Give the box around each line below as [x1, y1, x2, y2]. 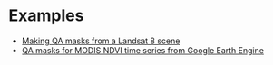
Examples [8, 5, 84, 26]
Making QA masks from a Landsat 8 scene [21, 35, 180, 46]
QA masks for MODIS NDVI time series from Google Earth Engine [21, 44, 265, 55]
